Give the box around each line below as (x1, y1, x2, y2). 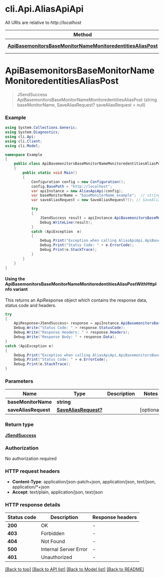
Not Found (41, 538, 65, 545)
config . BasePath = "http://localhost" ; (31, 184, 112, 189)
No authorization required (5, 455, 57, 461)
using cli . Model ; (5, 143, 41, 148)
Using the (5, 276, 25, 282)
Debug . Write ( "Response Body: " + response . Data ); (14, 334, 117, 339)
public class (14, 161, 41, 166)
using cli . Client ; (5, 139, 42, 144)
